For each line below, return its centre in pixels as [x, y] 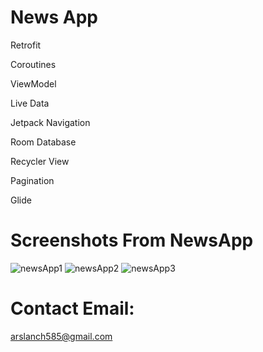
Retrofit [26, 45]
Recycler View [40, 161]
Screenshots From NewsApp [132, 240]
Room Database [43, 142]
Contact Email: [72, 308]
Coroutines [33, 64]
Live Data [30, 103]
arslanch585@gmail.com [61, 336]
